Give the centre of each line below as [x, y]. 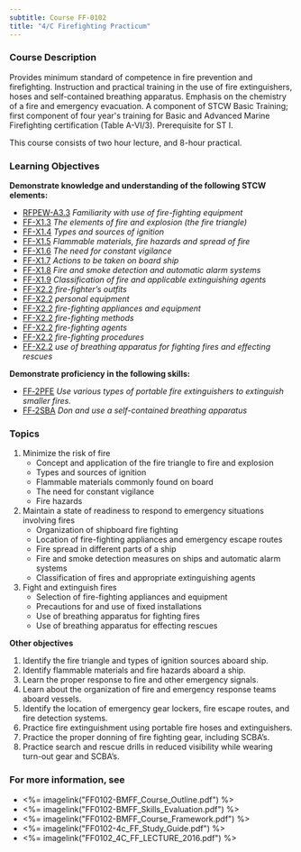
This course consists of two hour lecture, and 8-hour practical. [126, 142]
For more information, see [67, 780]
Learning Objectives [55, 166]
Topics [25, 434]
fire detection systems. [65, 719]
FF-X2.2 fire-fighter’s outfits [75, 289]
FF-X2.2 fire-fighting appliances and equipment [111, 308]
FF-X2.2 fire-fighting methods [78, 318]
